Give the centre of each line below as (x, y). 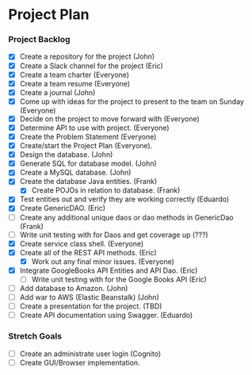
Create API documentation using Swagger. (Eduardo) (106, 316)
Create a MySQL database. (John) (75, 173)
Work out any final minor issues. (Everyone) (103, 261)
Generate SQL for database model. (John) (88, 163)
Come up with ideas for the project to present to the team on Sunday (132, 101)
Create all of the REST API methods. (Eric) (88, 252)
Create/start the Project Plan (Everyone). (86, 146)
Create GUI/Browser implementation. (80, 362)
